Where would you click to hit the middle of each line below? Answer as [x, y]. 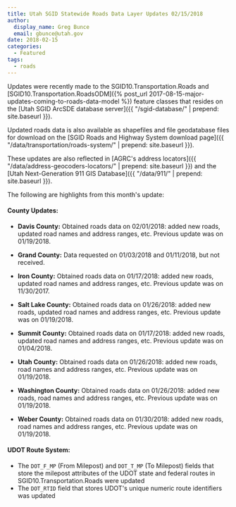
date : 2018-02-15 [33, 40]
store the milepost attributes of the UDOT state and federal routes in [116, 473]
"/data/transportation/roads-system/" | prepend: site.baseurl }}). [101, 144]
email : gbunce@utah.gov [48, 33]
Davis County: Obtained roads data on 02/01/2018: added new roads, [119, 226]
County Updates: [33, 211]
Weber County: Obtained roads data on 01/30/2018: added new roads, [120, 419]
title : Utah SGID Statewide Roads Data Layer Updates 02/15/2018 [105, 14]
